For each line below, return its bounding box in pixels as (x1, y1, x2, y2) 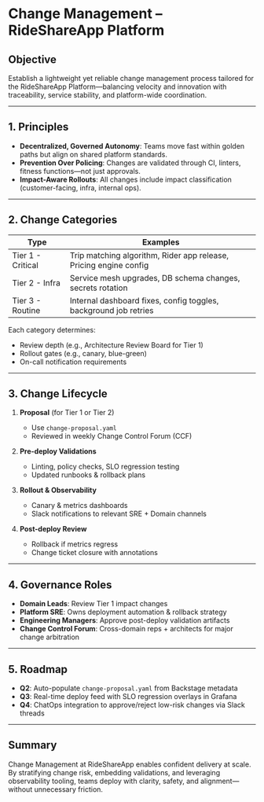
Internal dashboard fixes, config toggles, (69, 295, 219, 306)
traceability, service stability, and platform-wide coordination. (8, 90, 207, 99)
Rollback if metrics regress (31, 539, 119, 549)
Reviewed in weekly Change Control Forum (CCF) (31, 432, 192, 441)
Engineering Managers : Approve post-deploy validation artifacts (19, 616, 230, 625)
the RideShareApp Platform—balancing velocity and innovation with (8, 82, 227, 91)
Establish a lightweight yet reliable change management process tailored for (8, 74, 254, 83)
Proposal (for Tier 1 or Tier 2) (19, 408, 115, 418)
